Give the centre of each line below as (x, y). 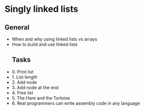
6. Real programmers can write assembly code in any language (76, 103)
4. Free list (22, 93)
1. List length (24, 77)
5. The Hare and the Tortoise (41, 98)
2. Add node (24, 82)
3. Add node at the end (35, 87)
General (17, 27)
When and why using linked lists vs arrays (54, 39)
